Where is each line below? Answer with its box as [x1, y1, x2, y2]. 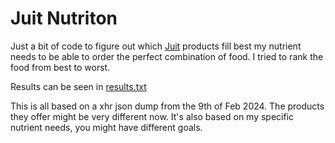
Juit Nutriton [10, 7, 118, 30]
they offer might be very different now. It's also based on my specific [10, 110, 295, 122]
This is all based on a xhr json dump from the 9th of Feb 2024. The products [10, 100, 325, 112]
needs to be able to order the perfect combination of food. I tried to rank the [10, 50, 324, 62]
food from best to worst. [10, 61, 111, 73]
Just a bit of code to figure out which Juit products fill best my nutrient [10, 40, 302, 52]
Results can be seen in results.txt [10, 80, 147, 92]
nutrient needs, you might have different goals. [10, 121, 203, 133]
